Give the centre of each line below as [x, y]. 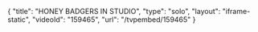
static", [19, 20]
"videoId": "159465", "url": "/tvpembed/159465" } [114, 20]
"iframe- [236, 11]
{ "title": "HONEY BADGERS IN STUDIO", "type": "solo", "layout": [114, 11]
